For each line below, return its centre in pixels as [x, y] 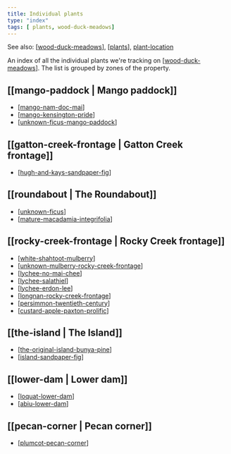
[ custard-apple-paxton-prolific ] [63, 310]
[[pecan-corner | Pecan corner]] [80, 426]
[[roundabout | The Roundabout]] [82, 195]
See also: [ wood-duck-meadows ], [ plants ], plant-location [90, 47]
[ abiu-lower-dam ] [43, 404]
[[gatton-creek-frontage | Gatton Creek [95, 144]
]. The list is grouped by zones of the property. [103, 68]
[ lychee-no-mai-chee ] [50, 273]
